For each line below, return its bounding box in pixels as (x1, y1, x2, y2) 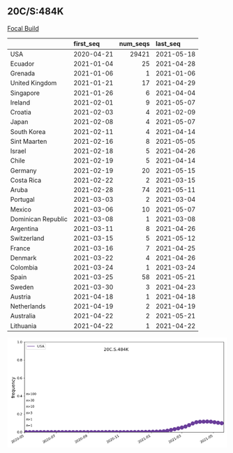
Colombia (10, 263, 38, 272)
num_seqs (119, 40, 150, 48)
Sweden (10, 283, 34, 291)
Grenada (10, 69, 36, 77)
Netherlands (10, 302, 46, 311)
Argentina (10, 225, 38, 233)
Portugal (10, 195, 35, 204)
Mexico (10, 205, 31, 214)
